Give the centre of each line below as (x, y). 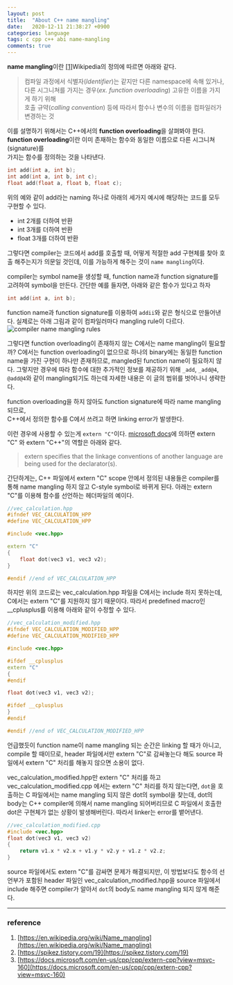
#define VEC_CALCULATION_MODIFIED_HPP (63, 636)
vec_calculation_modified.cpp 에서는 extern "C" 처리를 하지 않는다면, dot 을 (112, 785)
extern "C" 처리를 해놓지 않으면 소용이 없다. (85, 763)
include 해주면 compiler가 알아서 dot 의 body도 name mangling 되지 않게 (107, 889)
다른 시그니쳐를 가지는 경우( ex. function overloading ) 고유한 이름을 (116, 90)
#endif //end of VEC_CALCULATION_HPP (62, 578)
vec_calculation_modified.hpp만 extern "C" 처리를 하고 (84, 777)
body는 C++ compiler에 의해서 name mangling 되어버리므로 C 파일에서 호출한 (114, 803)
